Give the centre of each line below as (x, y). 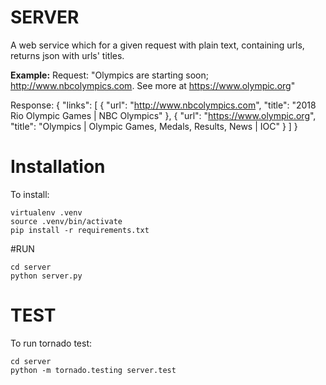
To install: (30, 194)
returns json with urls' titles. (67, 55)
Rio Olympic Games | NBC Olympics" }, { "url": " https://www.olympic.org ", (163, 115)
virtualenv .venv (46, 212)
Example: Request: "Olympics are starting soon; (109, 75)
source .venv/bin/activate (66, 221)
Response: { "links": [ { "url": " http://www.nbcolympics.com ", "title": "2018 (163, 105)
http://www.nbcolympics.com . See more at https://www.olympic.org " (153, 85)
